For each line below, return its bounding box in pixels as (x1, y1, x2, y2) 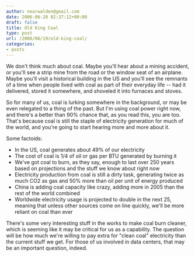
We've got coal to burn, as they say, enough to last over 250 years (14, 158, 175, 165)
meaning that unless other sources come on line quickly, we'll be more (14, 202, 184, 209)
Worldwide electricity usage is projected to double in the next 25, (14, 196, 172, 203)
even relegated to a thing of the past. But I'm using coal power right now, (6, 105, 181, 112)
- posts (6, 47, 25, 53)
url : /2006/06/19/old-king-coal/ (6, 36, 88, 41)
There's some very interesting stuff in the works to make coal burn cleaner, (6, 220, 187, 227)
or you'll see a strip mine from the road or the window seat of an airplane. (6, 68, 183, 76)
